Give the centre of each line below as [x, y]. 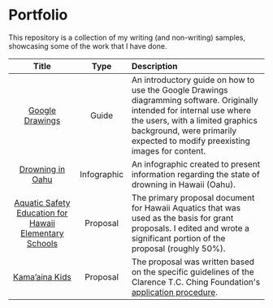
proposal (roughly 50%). [178, 248]
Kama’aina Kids [42, 276]
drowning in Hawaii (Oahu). [183, 184]
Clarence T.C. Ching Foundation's [196, 282]
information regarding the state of [195, 174]
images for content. [169, 150]
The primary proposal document [193, 197]
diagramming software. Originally [195, 100]
